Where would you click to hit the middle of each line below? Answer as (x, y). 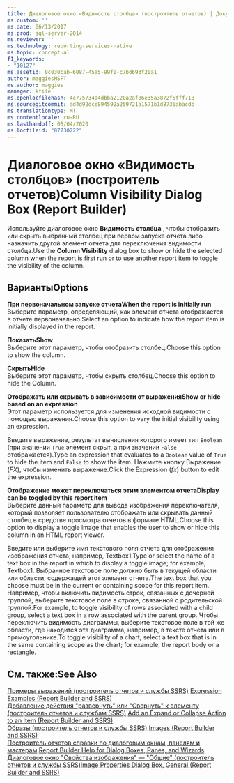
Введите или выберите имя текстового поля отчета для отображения (111, 549)
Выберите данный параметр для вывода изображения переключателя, (114, 505)
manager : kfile (29, 91)
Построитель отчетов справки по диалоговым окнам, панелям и (104, 743)
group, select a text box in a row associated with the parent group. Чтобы (112, 615)
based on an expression (42, 404)
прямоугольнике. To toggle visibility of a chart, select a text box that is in (112, 637)
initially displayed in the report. (51, 327)
